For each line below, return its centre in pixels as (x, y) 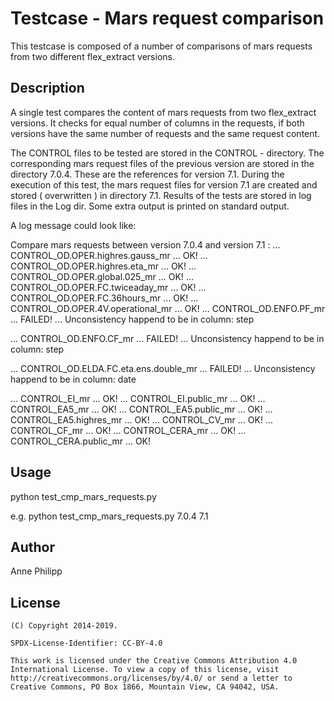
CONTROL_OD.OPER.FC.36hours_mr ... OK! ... (104, 298)
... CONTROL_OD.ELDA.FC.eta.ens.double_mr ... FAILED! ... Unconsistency (163, 368)
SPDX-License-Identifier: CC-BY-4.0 (86, 643)
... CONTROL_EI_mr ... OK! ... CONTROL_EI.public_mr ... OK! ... (138, 398)
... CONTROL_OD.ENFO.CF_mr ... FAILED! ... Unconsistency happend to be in (167, 338)
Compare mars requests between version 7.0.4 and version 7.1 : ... (145, 244)
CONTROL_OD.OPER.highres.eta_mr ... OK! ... (103, 266)
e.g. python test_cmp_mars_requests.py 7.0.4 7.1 (109, 516)
